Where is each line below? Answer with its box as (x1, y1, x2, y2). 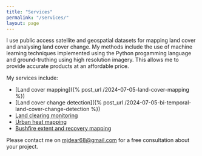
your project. (6, 143, 38, 151)
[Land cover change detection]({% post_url (15, 99, 123, 106)
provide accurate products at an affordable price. (6, 63, 129, 70)
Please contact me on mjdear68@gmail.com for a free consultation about (6, 137, 190, 144)
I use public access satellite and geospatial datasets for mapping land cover (6, 37, 196, 44)
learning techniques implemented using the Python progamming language (6, 50, 192, 57)
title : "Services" (6, 8, 53, 15)
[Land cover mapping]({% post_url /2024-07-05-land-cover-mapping (15, 86, 190, 93)
